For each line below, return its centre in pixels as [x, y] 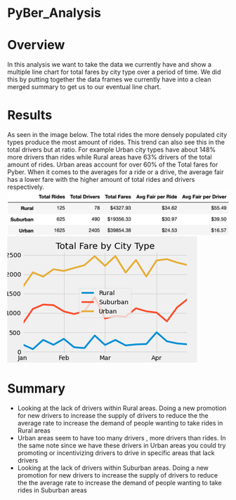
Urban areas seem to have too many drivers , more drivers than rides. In [122, 438]
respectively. [26, 187]
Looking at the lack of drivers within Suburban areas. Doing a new [113, 468]
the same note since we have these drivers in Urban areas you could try [122, 445]
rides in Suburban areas [52, 490]
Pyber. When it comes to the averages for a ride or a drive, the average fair [116, 172]
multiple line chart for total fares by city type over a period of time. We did [114, 72]
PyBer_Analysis [54, 13]
